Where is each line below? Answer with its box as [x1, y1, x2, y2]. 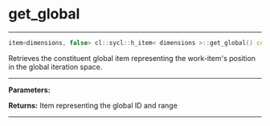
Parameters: [8, 85, 51, 95]
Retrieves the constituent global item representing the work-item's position [8, 53, 256, 63]
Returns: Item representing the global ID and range [8, 100, 178, 110]
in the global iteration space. [8, 62, 103, 71]
